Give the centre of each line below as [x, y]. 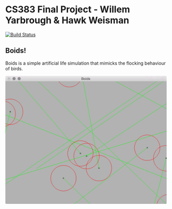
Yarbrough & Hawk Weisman [67, 20]
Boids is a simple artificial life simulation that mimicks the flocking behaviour [85, 63]
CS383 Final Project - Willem [68, 9]
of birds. [14, 68]
